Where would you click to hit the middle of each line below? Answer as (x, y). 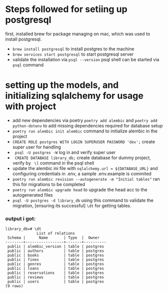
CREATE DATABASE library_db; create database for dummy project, (83, 158)
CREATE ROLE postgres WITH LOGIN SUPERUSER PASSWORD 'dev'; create (84, 141)
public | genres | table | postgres (56, 264)
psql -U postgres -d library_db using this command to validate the (83, 200)
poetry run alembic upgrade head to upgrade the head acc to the (80, 190)
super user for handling (37, 147)
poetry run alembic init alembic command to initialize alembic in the (85, 131)
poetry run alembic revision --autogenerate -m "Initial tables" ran (86, 179)
